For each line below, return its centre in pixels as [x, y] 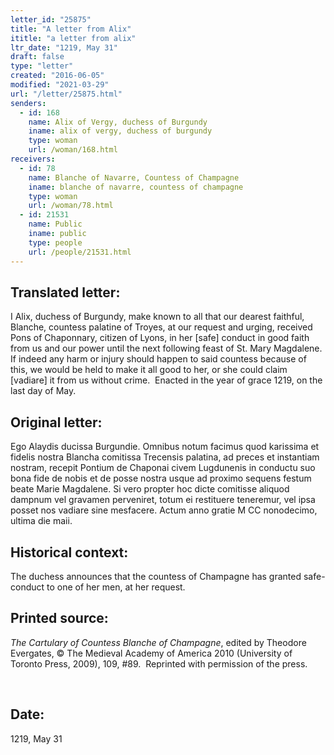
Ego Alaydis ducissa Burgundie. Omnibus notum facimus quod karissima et [165, 447]
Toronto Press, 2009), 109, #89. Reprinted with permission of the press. [159, 663]
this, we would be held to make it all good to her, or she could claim [149, 370]
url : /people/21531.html [80, 252]
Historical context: [69, 552]
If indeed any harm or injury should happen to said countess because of [158, 359]
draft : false [37, 57]
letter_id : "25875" [51, 19]
